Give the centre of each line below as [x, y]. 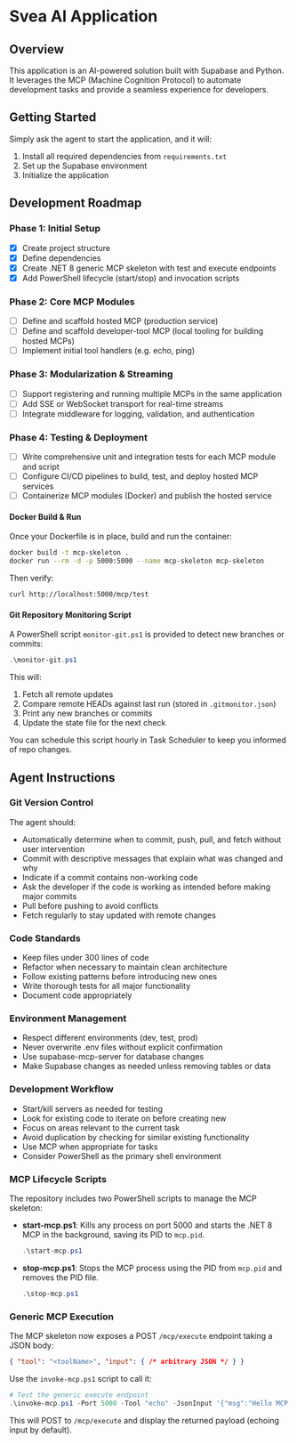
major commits [49, 896]
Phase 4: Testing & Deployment [79, 437]
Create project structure [66, 247]
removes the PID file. [60, 1277]
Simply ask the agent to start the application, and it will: [110, 139]
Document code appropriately [77, 995]
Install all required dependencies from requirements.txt [124, 156]
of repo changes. [41, 750]
